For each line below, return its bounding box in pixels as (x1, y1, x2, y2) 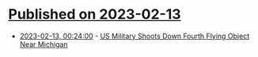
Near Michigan (19, 39, 69, 48)
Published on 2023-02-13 (8, 5, 181, 23)
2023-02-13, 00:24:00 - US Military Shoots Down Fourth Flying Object (19, 31, 250, 41)
